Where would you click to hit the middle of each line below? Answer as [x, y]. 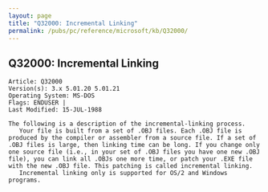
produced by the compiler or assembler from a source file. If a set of [132, 138]
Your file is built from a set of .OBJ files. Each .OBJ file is [130, 131]
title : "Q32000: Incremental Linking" [73, 23]
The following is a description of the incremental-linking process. [127, 124]
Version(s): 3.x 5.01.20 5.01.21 [64, 89]
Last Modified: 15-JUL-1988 [55, 110]
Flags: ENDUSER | [37, 103]
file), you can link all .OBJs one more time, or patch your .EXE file [130, 159]
